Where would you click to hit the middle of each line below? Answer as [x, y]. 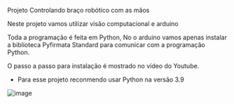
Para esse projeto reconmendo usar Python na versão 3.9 [101, 79]
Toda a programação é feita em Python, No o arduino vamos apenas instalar [117, 37]
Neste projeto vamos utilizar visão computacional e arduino [93, 24]
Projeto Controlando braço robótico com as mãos [78, 10]
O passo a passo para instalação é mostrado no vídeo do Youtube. [103, 66]
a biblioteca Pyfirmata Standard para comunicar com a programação [106, 45]
